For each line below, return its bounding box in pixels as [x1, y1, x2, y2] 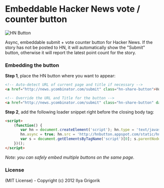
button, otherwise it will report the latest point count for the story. [5, 50, 136, 56]
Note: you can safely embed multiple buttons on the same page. [5, 154, 135, 160]
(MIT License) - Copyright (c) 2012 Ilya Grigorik [5, 178, 100, 184]
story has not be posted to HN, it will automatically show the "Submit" [5, 44, 145, 50]
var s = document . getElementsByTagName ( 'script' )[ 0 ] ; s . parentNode [20, 136, 161, 142]
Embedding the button [5, 62, 60, 69]
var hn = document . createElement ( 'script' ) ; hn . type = [20, 128, 134, 132]
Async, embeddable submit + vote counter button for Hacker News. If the [5, 39, 153, 45]
